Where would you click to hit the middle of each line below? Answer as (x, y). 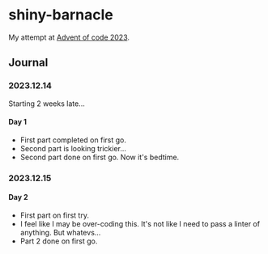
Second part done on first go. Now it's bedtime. (100, 157)
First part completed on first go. (73, 140)
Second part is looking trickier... (73, 148)
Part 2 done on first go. (59, 241)
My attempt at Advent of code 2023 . (69, 37)
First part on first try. (54, 215)
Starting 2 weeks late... (47, 104)
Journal (28, 63)
